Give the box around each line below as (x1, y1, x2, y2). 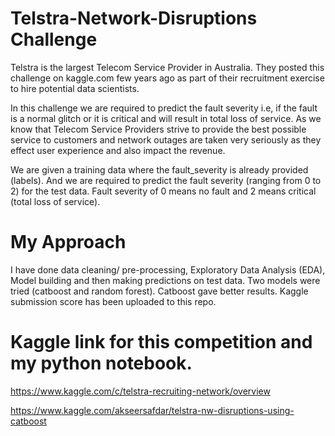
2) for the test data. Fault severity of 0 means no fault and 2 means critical (10, 185, 317, 197)
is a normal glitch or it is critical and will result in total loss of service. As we (10, 112, 322, 124)
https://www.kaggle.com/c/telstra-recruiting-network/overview (10, 385, 271, 397)
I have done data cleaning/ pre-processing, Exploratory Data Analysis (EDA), (10, 263, 326, 276)
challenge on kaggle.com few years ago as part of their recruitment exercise (10, 72, 325, 84)
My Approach (10, 231, 127, 254)
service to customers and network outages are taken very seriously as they (10, 133, 322, 146)
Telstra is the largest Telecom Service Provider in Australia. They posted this (10, 61, 325, 73)
